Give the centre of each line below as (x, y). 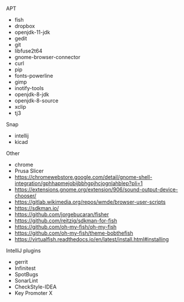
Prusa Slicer (29, 171)
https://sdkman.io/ (37, 208)
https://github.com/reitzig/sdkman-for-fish (66, 221)
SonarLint (26, 281)
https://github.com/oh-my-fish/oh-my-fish (65, 227)
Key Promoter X (33, 293)
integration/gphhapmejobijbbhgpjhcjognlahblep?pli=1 (79, 183)
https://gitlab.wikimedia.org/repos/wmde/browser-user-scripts (90, 202)
